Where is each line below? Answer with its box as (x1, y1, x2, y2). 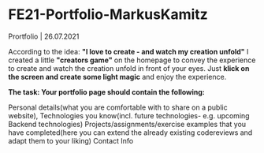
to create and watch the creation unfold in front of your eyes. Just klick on (8, 63, 250, 73)
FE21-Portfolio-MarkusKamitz (8, 6, 209, 24)
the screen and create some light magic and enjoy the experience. (8, 72, 227, 81)
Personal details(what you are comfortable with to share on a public (8, 103, 228, 112)
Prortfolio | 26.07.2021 (8, 32, 80, 41)
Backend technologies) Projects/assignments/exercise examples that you (8, 119, 247, 129)
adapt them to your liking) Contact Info (8, 136, 134, 145)
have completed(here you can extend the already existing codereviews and (8, 128, 253, 137)
